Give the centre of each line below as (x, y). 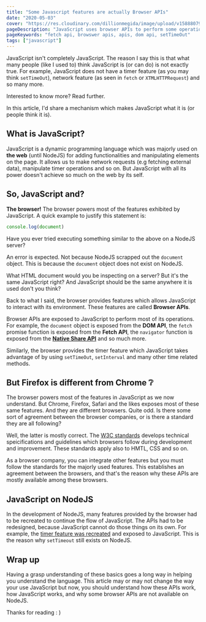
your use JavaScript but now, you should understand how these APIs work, (101, 587)
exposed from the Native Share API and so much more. (77, 338)
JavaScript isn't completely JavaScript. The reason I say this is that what (98, 58)
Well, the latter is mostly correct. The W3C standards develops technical (98, 435)
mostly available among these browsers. (57, 480)
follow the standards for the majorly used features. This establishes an (95, 467)
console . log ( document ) (35, 227)
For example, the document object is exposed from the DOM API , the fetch (99, 325)
